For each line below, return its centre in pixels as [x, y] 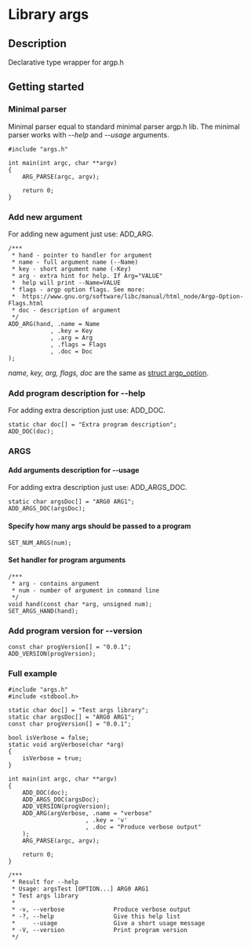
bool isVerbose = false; [49, 738]
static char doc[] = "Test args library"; [78, 711]
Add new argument [45, 217]
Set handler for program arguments [67, 560]
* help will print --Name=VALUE [66, 283]
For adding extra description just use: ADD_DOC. [87, 411]
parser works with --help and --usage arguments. [89, 134]
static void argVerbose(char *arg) [66, 745]
